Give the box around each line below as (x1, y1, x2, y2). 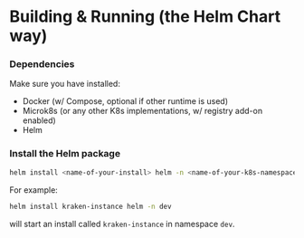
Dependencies (9, 58, 75, 71)
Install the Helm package (9, 148, 120, 160)
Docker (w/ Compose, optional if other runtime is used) (22, 96, 229, 107)
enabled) (22, 115, 56, 126)
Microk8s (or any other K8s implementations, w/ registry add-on (22, 106, 263, 117)
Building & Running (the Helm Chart (9, 6, 281, 27)
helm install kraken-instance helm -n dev (9, 202, 172, 211)
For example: (9, 184, 59, 195)
